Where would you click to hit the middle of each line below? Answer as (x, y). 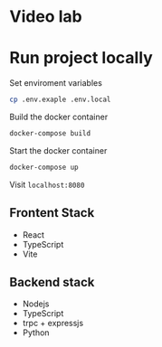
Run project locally (81, 58)
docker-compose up (44, 167)
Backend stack (52, 282)
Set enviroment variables (56, 83)
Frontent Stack (52, 213)
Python (36, 333)
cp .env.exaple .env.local (60, 100)
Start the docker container (58, 150)
